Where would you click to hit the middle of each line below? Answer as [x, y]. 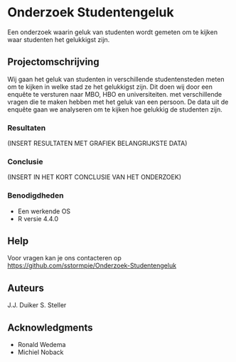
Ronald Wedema [42, 345]
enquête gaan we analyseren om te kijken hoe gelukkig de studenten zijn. [115, 109]
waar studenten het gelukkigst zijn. [59, 39]
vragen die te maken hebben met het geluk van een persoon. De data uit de [118, 102]
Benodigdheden [36, 196]
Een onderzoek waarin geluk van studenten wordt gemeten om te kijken [113, 32]
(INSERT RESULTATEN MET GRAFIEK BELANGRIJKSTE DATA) [97, 144]
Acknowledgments [50, 328]
